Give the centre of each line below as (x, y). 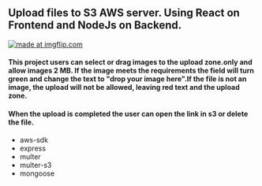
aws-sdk (34, 139)
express (32, 148)
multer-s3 (36, 165)
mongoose (37, 173)
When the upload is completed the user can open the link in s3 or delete (128, 114)
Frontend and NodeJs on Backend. (95, 26)
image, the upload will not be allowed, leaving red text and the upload (124, 87)
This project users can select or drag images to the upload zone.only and (130, 62)
